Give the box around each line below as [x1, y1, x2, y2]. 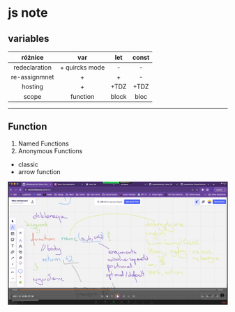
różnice [21, 53, 44, 61]
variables [8, 33, 50, 45]
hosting [21, 82, 44, 91]
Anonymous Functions [17, 146, 83, 155]
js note [8, 5, 48, 21]
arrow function [17, 167, 61, 175]
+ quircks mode [59, 63, 105, 71]
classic [17, 160, 39, 169]
